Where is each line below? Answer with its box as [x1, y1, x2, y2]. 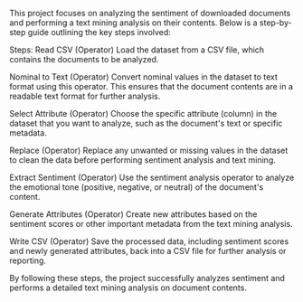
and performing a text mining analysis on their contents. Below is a [9, 17, 258, 28]
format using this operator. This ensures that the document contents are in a [9, 81, 294, 91]
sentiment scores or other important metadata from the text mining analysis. [9, 219, 293, 229]
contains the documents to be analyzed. [9, 54, 159, 64]
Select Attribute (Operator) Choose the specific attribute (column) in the [9, 109, 278, 118]
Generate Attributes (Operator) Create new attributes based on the [9, 209, 258, 220]
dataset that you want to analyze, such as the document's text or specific [9, 118, 283, 128]
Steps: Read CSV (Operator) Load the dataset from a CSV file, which [9, 44, 265, 55]
